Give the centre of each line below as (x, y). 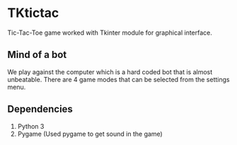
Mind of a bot (37, 55)
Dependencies (40, 109)
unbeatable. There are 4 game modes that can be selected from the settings (118, 79)
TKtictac (33, 13)
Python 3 (31, 126)
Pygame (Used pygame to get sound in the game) (90, 134)
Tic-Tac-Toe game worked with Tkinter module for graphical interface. (110, 33)
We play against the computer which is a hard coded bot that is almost (110, 71)
